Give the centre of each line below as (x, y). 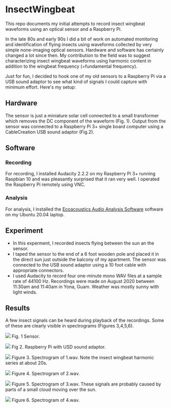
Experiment (24, 231)
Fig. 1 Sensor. (26, 336)
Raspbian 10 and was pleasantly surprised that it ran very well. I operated (82, 179)
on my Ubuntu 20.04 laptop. (35, 214)
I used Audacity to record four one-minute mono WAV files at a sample (87, 276)
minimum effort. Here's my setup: (41, 87)
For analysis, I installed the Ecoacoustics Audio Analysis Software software (84, 209)
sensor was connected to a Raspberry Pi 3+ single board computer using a (84, 126)
